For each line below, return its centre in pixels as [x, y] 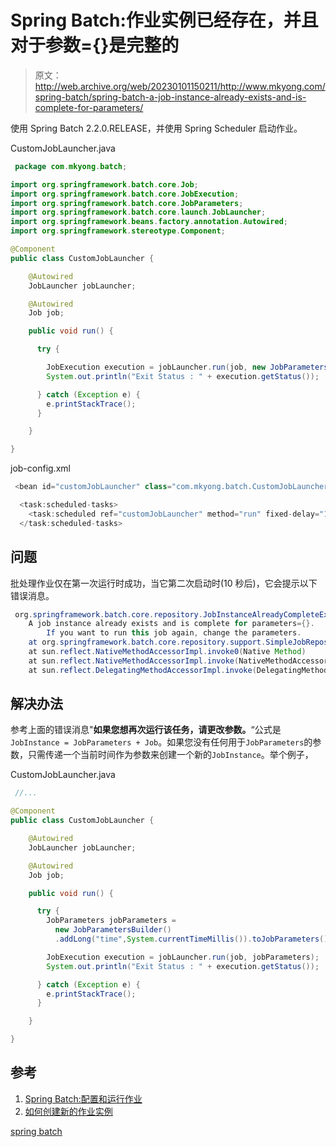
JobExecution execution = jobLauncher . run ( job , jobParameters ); [183, 957]
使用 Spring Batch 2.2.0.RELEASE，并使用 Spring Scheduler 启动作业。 [156, 128]
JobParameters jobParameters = [111, 921]
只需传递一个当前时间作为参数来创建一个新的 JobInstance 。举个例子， [170, 755]
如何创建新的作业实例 [68, 1111]
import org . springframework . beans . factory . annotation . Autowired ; [149, 222]
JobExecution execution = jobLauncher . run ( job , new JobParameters [187, 367]
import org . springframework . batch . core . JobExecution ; [125, 194]
